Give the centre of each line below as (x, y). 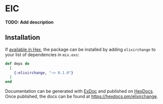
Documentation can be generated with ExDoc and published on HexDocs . (80, 91)
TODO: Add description (29, 22)
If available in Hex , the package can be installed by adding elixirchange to (81, 49)
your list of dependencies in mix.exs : (42, 54)
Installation (23, 38)
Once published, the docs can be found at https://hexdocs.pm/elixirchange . (81, 97)
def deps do (17, 64)
